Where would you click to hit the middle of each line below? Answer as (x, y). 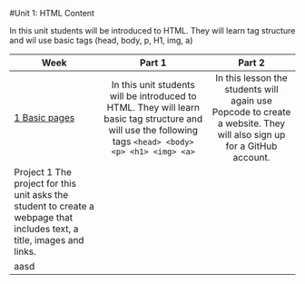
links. (25, 251)
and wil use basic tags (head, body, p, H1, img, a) (101, 40)
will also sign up (251, 135)
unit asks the (41, 195)
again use (251, 101)
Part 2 (251, 63)
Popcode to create (251, 112)
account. (251, 157)
